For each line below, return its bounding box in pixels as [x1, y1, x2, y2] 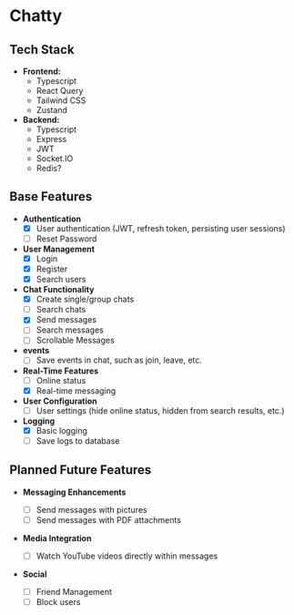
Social [22, 569, 47, 579]
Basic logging [35, 425, 88, 436]
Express [35, 134, 67, 144]
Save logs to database [35, 435, 120, 446]
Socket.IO [35, 153, 74, 164]
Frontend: [22, 66, 61, 77]
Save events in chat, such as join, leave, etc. [35, 354, 203, 365]
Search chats [35, 304, 86, 315]
